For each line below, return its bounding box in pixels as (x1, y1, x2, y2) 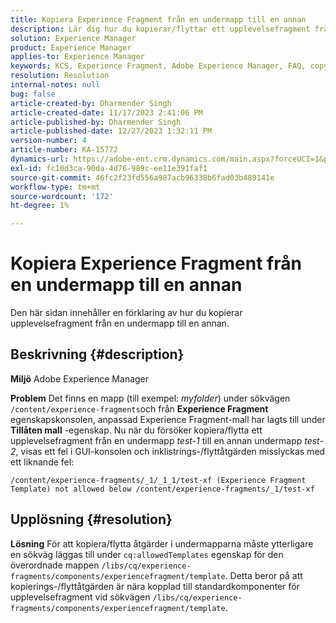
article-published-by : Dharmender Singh (10, 117, 182, 127)
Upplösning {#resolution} (10, 511, 173, 528)
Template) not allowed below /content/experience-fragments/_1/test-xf (10, 484, 315, 494)
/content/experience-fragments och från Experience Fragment (10, 402, 269, 415)
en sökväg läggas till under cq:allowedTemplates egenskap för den (10, 548, 284, 560)
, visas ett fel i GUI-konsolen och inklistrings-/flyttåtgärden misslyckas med (15, 445, 326, 457)
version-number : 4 (10, 136, 87, 146)
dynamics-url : (10, 154, 70, 164)
